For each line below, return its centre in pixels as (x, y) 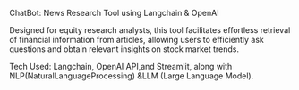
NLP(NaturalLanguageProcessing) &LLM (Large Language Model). (132, 76)
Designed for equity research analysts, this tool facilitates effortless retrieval (150, 30)
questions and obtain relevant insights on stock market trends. (124, 49)
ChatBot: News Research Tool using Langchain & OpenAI (114, 13)
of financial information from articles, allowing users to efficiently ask (137, 40)
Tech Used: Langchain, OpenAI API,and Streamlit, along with (121, 66)
